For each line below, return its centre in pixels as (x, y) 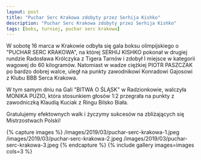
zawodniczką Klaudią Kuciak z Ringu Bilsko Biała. (67, 103)
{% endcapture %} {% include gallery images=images (127, 145)
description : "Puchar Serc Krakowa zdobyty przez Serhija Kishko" (91, 23)
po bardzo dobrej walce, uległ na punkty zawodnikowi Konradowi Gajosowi (100, 72)
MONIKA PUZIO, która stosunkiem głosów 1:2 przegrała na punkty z (91, 96)
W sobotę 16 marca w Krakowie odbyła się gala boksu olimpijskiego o (93, 46)
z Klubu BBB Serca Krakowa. (42, 78)
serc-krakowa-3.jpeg (33, 145)
